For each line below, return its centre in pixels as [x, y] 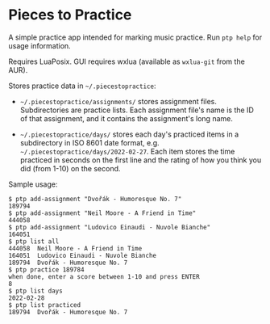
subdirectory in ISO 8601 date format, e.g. [89, 142]
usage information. [39, 45]
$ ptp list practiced [45, 305]
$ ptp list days [35, 291]
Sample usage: [33, 184]
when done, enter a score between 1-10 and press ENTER [104, 276]
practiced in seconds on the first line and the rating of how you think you [141, 160]
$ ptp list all [34, 241]
